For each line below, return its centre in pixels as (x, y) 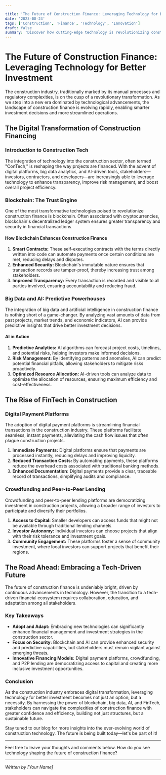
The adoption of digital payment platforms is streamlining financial (72, 425)
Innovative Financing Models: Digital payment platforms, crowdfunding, (86, 658)
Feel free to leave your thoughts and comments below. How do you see (78, 748)
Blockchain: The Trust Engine (41, 200)
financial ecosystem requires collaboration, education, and (79, 598)
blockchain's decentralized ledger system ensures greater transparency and (83, 221)
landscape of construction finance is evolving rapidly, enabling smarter (77, 107)
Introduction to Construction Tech (47, 150)
